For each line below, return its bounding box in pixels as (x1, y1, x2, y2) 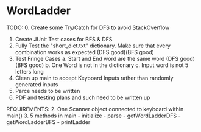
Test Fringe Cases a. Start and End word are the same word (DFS (15, 55, 178, 62)
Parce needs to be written (15, 87, 80, 94)
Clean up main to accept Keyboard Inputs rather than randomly (15, 74, 174, 82)
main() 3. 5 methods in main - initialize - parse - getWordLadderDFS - (6, 112, 181, 119)
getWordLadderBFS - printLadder (6, 118, 91, 125)
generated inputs (15, 80, 58, 88)
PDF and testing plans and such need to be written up (15, 94, 150, 101)
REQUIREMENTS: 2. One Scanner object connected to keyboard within (6, 105, 184, 113)
